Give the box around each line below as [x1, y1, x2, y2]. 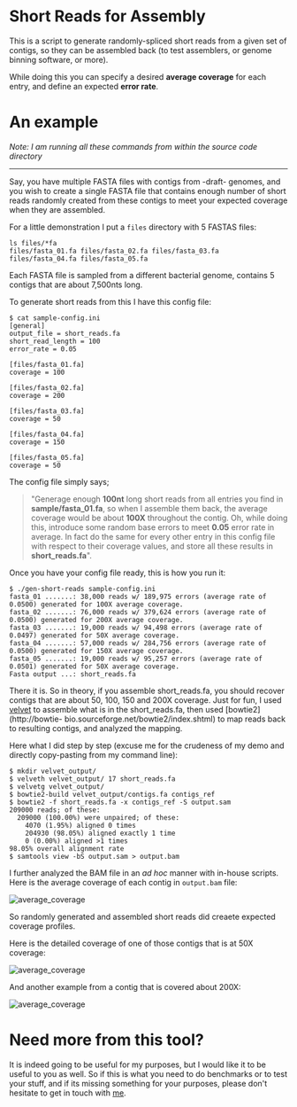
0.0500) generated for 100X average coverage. [9, 600, 184, 609]
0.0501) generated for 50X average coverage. [9, 662, 179, 671]
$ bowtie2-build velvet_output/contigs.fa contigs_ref [9, 790, 216, 799]
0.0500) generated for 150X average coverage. [9, 646, 184, 655]
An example [9, 113, 99, 132]
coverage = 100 [9, 368, 65, 377]
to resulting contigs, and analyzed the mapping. [9, 722, 183, 733]
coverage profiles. [9, 920, 76, 932]
